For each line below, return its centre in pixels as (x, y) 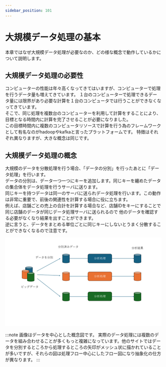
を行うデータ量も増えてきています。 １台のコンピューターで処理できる (77, 95)
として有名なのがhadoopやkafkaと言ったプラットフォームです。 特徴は (78, 132)
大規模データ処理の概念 (41, 155)
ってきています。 (22, 107)
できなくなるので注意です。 (42, 231)
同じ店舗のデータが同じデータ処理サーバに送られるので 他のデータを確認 (80, 212)
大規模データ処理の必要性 (44, 75)
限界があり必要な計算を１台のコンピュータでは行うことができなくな (92, 101)
